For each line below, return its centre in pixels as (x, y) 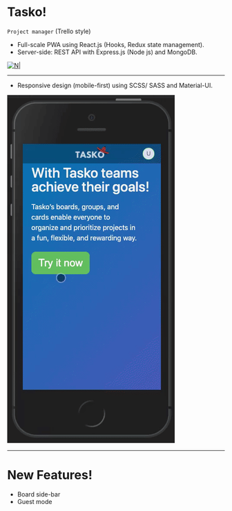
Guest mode (35, 501)
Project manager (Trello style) (49, 31)
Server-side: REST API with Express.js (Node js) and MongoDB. (107, 52)
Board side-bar (39, 494)
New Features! (50, 475)
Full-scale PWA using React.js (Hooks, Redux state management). (111, 44)
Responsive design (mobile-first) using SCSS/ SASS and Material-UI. (115, 85)
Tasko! (27, 12)
